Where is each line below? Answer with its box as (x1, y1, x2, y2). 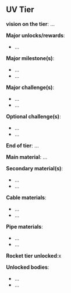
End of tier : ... (6, 141, 39, 149)
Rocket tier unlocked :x (6, 252, 62, 259)
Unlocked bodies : (6, 264, 49, 271)
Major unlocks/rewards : (6, 32, 65, 39)
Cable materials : (6, 194, 47, 201)
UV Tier (6, 5, 34, 15)
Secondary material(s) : (6, 164, 63, 172)
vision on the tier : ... (6, 20, 55, 27)
